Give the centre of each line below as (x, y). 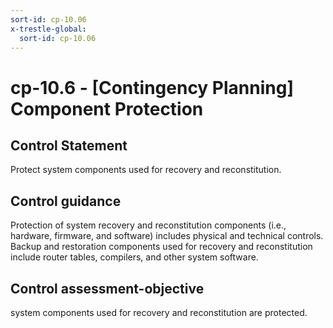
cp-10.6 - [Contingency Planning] (152, 87)
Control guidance (66, 201)
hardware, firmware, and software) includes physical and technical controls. (167, 236)
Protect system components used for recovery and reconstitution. (146, 170)
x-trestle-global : (48, 29)
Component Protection (107, 108)
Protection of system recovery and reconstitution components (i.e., (148, 225)
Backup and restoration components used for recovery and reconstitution (161, 247)
